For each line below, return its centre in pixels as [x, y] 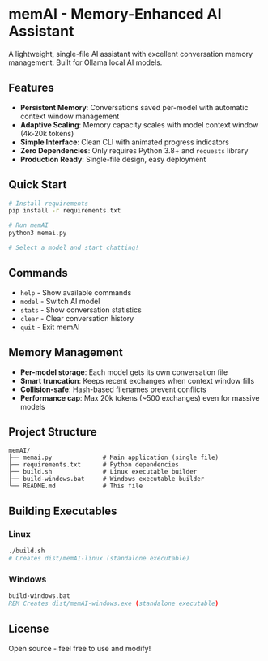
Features [31, 88]
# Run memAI [28, 225]
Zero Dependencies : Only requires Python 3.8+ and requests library [134, 150]
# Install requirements [49, 204]
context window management [70, 116]
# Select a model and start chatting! [74, 248]
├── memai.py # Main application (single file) [114, 458]
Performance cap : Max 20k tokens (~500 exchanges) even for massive [140, 397]
